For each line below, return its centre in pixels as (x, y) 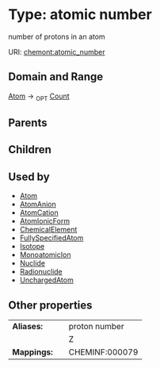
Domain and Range (56, 77)
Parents (28, 123)
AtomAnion (38, 205)
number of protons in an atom (57, 36)
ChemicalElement (48, 230)
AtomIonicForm (44, 221)
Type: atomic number (80, 15)
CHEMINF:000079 (103, 352)
